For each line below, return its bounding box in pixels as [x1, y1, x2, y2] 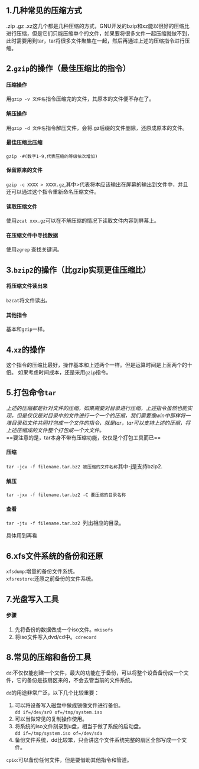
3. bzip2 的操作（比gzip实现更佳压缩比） [6, 265, 151, 275]
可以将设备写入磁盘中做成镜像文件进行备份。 [14, 702, 124, 709]
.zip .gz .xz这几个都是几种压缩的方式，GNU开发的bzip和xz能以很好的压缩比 [6, 22, 190, 30]
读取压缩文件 [6, 203, 37, 210]
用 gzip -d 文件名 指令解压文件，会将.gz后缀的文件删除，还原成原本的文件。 [6, 124, 188, 131]
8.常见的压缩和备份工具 [6, 652, 92, 663]
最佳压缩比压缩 [6, 139, 43, 146]
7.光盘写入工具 [6, 594, 59, 604]
